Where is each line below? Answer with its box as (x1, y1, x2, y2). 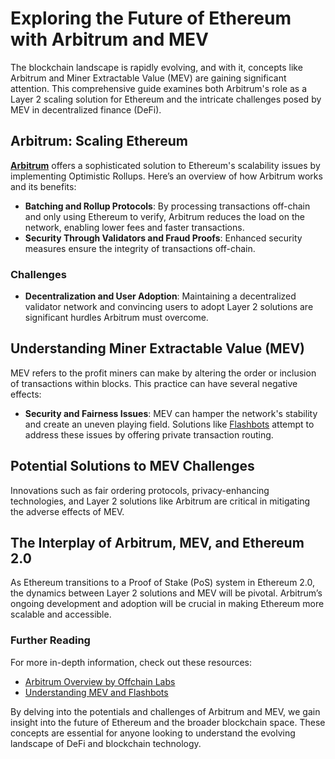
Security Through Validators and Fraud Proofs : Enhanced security (24, 232, 303, 244)
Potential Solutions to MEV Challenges (10, 458, 255, 475)
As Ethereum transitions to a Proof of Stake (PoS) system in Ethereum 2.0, (10, 577, 316, 589)
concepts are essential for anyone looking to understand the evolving (10, 727, 296, 739)
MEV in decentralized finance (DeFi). (10, 103, 162, 116)
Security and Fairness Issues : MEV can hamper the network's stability (24, 407, 318, 419)
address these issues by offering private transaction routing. (24, 428, 274, 441)
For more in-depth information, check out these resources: (10, 656, 253, 668)
